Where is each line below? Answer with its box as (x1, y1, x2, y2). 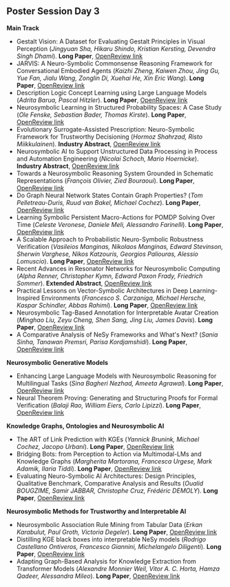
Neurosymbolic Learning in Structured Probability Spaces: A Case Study (16, 103, 222, 111)
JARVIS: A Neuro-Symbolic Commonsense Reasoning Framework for (16, 59, 213, 68)
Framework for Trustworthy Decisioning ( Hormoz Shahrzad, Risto (16, 132, 203, 141)
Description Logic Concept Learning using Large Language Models (16, 88, 207, 97)
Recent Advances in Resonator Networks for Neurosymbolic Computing (16, 264, 221, 272)
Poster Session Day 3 (6, 6, 101, 17)
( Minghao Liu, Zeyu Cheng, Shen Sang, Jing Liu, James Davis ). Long (16, 315, 213, 324)
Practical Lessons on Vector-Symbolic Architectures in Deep (16, 286, 189, 295)
